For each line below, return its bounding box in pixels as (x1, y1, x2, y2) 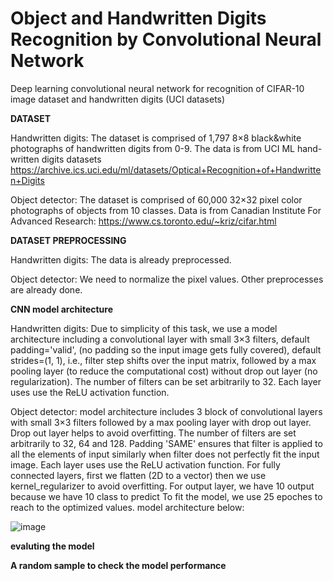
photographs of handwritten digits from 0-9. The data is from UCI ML (10, 142, 295, 154)
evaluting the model (10, 540, 95, 552)
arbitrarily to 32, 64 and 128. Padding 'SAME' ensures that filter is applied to (10, 437, 323, 449)
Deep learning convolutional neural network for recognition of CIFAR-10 (10, 82, 305, 94)
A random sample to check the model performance (10, 559, 227, 571)
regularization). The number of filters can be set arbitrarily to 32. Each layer (10, 375, 322, 387)
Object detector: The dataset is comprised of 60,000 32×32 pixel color (10, 193, 303, 206)
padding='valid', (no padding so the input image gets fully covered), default (10, 343, 322, 356)
